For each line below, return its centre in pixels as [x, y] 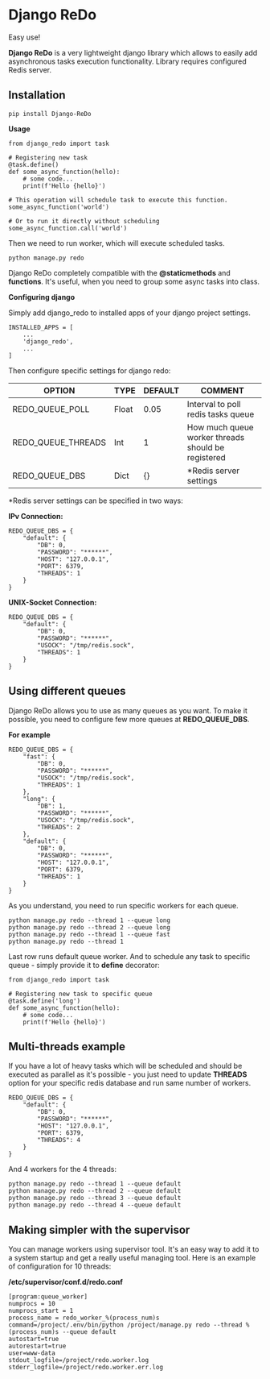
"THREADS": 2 [59, 827]
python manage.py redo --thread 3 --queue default [95, 1198]
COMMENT [223, 390]
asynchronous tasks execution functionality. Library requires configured [127, 61]
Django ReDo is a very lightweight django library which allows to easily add [133, 52]
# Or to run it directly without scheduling [84, 221]
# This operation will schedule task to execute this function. [118, 200]
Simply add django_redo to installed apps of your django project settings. [130, 313]
